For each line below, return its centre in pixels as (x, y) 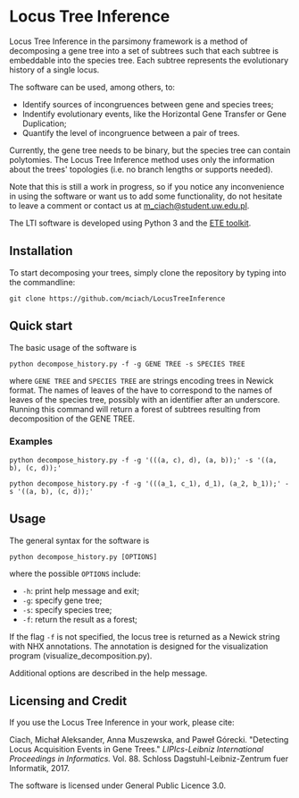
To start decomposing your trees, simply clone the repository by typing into (148, 272)
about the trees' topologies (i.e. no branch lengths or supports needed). (141, 169)
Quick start (41, 326)
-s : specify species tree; (67, 609)
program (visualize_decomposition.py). (81, 656)
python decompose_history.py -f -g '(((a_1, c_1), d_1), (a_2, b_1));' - (149, 484)
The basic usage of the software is (73, 347)
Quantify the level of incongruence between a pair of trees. (131, 132)
